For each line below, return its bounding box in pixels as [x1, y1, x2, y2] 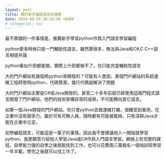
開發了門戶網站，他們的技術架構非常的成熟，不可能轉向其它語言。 [9, 96, 144, 102]
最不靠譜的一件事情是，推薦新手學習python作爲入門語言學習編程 [5, 35, 137, 41]
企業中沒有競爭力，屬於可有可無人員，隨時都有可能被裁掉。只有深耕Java [5, 113, 154, 119]
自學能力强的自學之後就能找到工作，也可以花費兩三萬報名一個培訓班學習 [13, 142, 162, 148]
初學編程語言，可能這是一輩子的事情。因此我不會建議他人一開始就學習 [5, 130, 149, 136]
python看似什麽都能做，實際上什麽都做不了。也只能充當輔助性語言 [5, 63, 141, 69]
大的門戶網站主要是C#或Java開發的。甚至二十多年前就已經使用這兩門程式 [5, 90, 156, 96]
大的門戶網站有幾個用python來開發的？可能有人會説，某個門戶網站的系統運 [5, 73, 159, 79]
